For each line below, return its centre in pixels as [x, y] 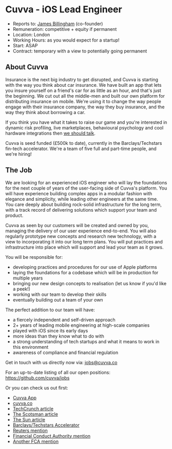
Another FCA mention [36, 441]
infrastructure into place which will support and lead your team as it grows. [84, 247]
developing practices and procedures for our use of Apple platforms [85, 267]
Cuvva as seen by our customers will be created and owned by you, [77, 225]
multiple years [28, 278]
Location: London [31, 34]
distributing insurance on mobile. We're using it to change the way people [83, 101]
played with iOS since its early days [50, 330]
